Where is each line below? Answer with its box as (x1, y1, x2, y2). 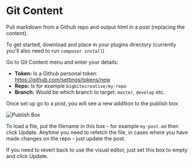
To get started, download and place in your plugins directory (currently (6, 41, 176, 48)
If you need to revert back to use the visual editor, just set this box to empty (6, 146, 188, 153)
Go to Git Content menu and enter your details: (6, 59, 119, 66)
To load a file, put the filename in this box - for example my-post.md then (6, 122, 179, 129)
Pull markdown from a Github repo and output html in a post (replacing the (6, 23, 185, 30)
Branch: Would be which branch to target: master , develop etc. (14, 88, 165, 95)
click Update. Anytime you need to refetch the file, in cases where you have (6, 129, 188, 136)
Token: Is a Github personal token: (14, 70, 98, 77)
